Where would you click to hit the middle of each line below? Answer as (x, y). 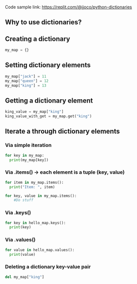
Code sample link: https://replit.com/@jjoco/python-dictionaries (68, 7)
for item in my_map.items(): (34, 182)
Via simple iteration (28, 145)
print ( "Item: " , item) (32, 187)
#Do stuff (24, 200)
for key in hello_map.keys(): (36, 223)
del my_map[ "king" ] (25, 277)
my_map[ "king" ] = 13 (26, 85)
